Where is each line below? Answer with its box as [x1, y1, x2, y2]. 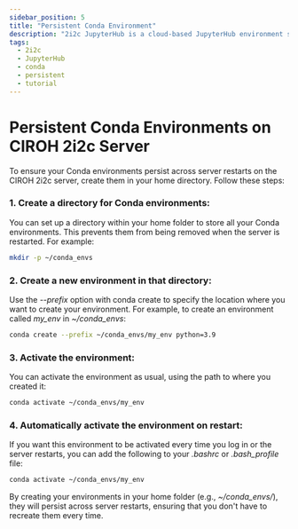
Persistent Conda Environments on [9, 117, 272, 138]
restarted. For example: [9, 236, 95, 247]
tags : [9, 37, 29, 47]
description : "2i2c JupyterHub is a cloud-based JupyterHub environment [9, 29, 284, 38]
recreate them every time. [9, 510, 104, 521]
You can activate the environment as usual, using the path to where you [9, 372, 271, 383]
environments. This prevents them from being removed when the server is [9, 226, 280, 237]
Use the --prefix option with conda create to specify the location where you [9, 295, 286, 305]
